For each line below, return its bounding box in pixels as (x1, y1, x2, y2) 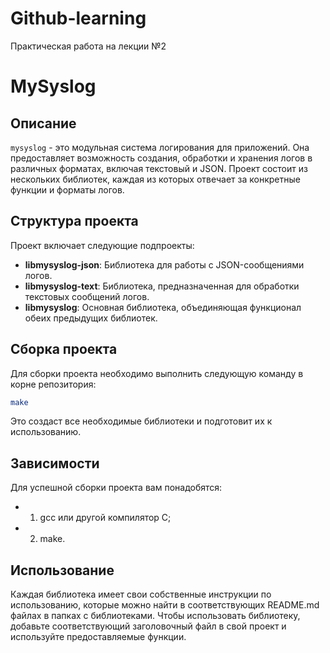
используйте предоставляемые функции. (10, 631, 187, 643)
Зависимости (10, 455, 100, 472)
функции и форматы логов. (10, 183, 125, 196)
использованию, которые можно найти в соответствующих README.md (10, 599, 320, 611)
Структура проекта (10, 213, 139, 230)
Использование (10, 562, 115, 579)
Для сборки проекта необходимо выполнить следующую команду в (10, 367, 304, 379)
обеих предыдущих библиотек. (24, 312, 158, 324)
